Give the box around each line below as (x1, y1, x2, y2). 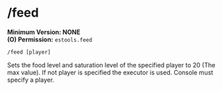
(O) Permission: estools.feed (7, 35, 92, 43)
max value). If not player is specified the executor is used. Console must (7, 68, 214, 76)
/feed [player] (7, 49, 51, 56)
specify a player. (7, 75, 55, 84)
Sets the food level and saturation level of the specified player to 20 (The (7, 60, 216, 69)
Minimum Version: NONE (7, 28, 81, 36)
